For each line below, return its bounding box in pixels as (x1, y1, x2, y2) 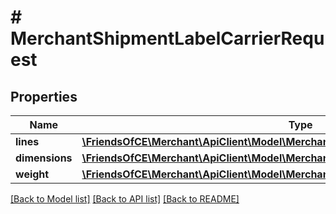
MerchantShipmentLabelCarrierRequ (10, 27, 325, 50)
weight (15, 167, 50, 181)
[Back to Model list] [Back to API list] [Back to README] (10, 193, 240, 205)
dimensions (15, 151, 73, 165)
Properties (10, 88, 78, 105)
